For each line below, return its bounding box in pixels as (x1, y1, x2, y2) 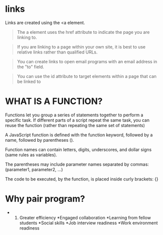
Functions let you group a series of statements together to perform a (5, 112, 143, 118)
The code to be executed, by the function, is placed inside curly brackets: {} (5, 176, 159, 182)
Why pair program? (5, 193, 86, 205)
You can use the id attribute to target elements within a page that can (17, 73, 157, 79)
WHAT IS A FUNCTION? (5, 96, 103, 107)
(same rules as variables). (5, 152, 57, 157)
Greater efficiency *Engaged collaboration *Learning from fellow (19, 214, 151, 220)
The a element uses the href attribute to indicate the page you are (17, 29, 150, 35)
